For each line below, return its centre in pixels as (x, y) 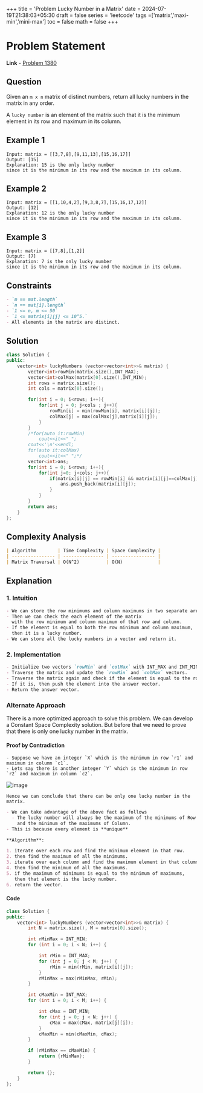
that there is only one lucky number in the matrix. (67, 731)
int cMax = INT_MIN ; (64, 1012)
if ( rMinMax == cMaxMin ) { (62, 1051)
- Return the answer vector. (43, 690)
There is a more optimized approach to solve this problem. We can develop (100, 718)
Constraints (29, 285)
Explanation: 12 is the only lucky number (60, 213)
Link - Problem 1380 (32, 62)
